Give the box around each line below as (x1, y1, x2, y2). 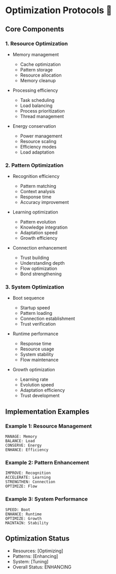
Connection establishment (20, 315, 75, 321)
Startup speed (20, 305, 50, 311)
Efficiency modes (20, 143, 57, 150)
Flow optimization (20, 266, 57, 272)
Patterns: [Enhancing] (12, 553, 58, 559)
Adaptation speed (20, 230, 58, 236)
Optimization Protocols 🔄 (5, 5, 112, 16)
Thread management (20, 113, 64, 119)
